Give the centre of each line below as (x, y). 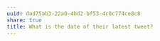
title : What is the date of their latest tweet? (80, 26)
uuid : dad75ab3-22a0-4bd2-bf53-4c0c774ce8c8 (74, 14)
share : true (24, 20)
